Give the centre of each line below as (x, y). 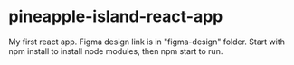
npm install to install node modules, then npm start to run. (116, 51)
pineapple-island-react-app (116, 17)
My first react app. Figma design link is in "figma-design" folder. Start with (147, 42)
